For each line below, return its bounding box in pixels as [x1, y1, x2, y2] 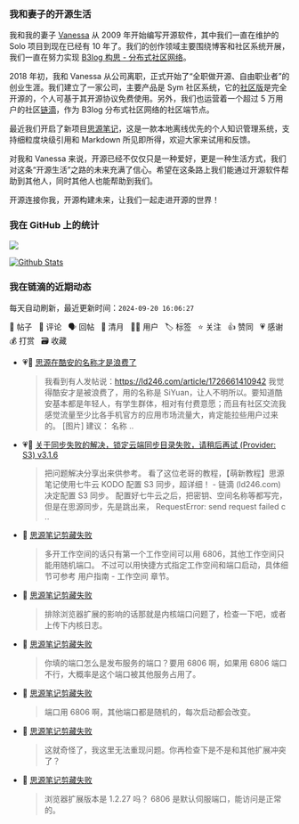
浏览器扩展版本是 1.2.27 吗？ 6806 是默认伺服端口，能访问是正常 [44, 793, 282, 804]
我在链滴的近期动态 [9, 281, 92, 293]
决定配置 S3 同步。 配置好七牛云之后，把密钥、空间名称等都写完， [44, 490, 287, 501]
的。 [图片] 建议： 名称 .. [44, 420, 134, 431]
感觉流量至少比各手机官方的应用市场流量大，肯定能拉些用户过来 [44, 409, 279, 420]
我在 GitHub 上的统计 [9, 219, 100, 232]
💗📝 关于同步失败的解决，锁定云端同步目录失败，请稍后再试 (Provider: [21, 439, 277, 450]
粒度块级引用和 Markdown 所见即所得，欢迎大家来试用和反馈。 [24, 135, 255, 145]
